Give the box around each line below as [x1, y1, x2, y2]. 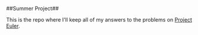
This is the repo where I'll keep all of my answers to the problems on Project [6, 16, 192, 23]
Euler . [6, 23, 20, 29]
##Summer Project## [6, 5, 59, 12]
